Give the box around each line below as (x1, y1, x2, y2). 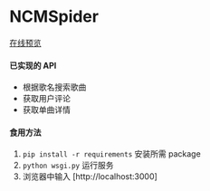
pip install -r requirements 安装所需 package (22, 148, 201, 159)
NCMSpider (9, 6, 100, 27)
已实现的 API (9, 60, 57, 71)
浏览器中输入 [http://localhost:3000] (22, 171, 158, 182)
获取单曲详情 (22, 104, 71, 115)
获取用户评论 (22, 93, 71, 104)
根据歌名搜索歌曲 (22, 81, 87, 92)
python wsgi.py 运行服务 (22, 160, 114, 171)
